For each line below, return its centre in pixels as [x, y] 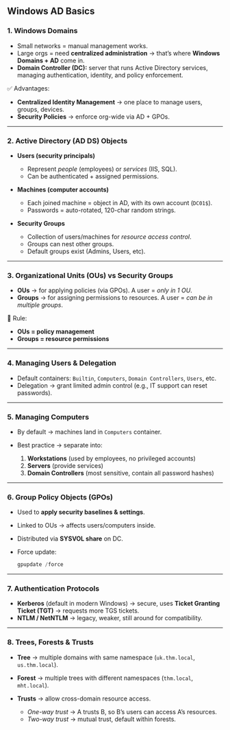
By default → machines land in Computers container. [89, 432]
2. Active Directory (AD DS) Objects [67, 141]
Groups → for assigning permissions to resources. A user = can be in [115, 298]
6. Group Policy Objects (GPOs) [60, 497]
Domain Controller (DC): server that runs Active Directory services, [112, 67]
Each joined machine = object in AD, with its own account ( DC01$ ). [120, 202]
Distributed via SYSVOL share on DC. [70, 539]
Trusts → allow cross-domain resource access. [84, 698]
